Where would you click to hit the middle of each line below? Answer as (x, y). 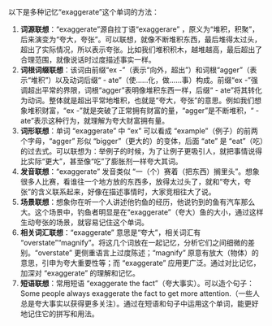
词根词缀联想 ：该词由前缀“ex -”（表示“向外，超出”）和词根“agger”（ (135, 70)
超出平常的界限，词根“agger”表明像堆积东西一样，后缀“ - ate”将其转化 (145, 90)
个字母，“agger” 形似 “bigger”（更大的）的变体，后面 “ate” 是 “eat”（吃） (142, 141)
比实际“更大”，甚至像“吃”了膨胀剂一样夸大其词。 (101, 161)
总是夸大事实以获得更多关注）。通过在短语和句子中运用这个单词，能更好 (139, 304)
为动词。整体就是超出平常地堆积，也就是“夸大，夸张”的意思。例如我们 (137, 100)
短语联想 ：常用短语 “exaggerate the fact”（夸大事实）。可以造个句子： (137, 283)
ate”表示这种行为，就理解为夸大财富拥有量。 (95, 121)
